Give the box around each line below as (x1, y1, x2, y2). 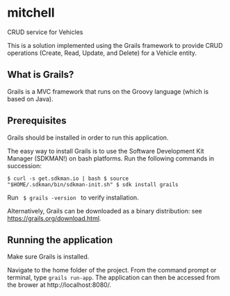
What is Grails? (7, 69, 74, 81)
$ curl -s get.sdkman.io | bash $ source (7, 175, 129, 182)
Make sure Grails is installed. (7, 252, 90, 261)
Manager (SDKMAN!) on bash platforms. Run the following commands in (7, 154, 215, 163)
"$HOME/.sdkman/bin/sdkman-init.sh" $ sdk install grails (7, 181, 179, 188)
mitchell (7, 5, 55, 21)
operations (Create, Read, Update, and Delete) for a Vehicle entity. (7, 49, 197, 57)
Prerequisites (7, 115, 67, 126)
